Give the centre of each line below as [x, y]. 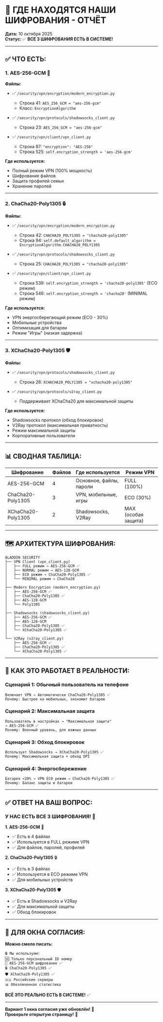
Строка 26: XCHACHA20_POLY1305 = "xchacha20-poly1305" [76, 382]
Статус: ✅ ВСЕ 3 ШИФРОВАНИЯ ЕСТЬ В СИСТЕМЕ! [59, 39]
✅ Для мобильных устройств [42, 880]
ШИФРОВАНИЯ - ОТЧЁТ [56, 20]
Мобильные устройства [37, 322]
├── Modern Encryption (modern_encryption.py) [53, 587]
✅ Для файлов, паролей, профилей [48, 848]
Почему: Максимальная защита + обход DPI [48, 757]
